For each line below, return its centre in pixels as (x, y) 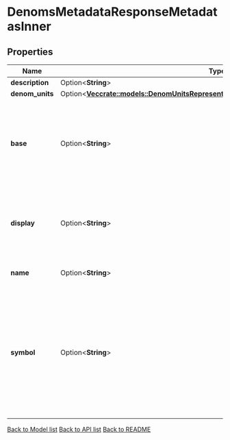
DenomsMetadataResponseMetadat (112, 12)
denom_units (32, 94)
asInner (29, 26)
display (23, 223)
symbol (23, 352)
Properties (30, 52)
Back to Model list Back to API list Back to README (79, 429)
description (30, 83)
